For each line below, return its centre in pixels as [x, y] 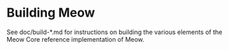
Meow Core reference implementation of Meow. [76, 39]
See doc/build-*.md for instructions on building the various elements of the [114, 32]
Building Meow [51, 13]
